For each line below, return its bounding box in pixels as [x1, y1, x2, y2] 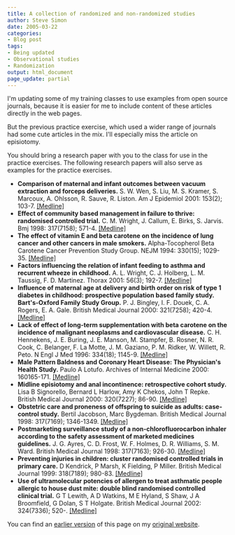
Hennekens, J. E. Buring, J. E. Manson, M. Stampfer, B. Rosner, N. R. [17, 336, 215, 344]
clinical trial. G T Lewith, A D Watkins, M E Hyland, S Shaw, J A [17, 492, 200, 500]
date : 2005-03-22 [7, 23, 58, 30]
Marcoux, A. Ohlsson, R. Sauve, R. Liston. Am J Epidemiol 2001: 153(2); [17, 194, 222, 203]
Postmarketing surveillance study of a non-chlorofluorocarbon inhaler [17, 425, 227, 434]
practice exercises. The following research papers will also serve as [7, 159, 203, 167]
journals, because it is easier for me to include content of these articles [7, 102, 212, 110]
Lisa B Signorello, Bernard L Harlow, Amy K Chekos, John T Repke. [17, 387, 210, 396]
